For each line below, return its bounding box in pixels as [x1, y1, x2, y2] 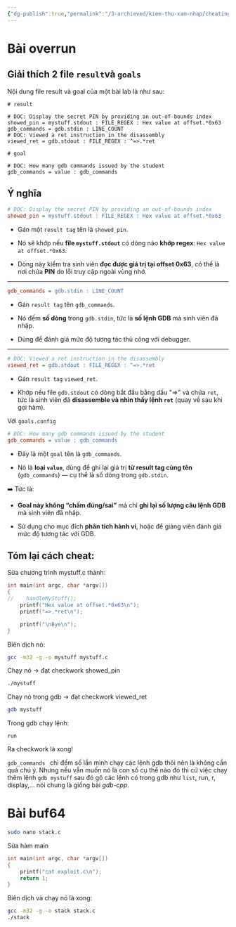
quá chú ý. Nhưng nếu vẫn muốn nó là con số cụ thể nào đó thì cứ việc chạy [7, 766, 228, 774]
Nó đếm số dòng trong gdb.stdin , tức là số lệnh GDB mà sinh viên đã [17, 314, 218, 323]
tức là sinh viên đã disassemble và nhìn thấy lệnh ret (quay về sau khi [17, 395, 223, 404]
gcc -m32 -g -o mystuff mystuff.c [7, 654, 109, 661]
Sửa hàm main [7, 841, 49, 850]
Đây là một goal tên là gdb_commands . [17, 449, 122, 458]
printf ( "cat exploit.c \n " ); [20, 868, 102, 875]
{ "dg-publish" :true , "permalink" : [7, 10, 105, 18]
